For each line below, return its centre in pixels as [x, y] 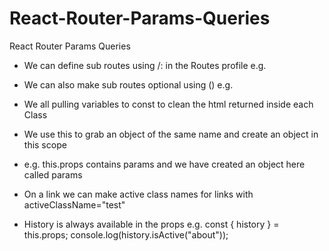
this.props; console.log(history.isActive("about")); [126, 234]
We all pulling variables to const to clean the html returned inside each [168, 104]
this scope [45, 144]
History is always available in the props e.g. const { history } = [151, 224]
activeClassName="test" [74, 204]
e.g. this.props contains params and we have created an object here [164, 164]
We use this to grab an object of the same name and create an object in [171, 134]
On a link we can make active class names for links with [138, 194]
